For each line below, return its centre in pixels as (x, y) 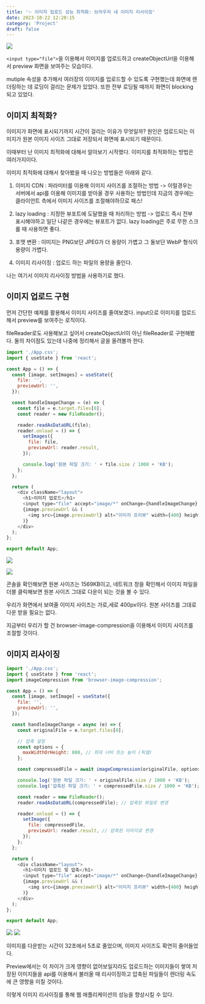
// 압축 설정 (31, 741)
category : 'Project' (33, 23)
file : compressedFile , (57, 825)
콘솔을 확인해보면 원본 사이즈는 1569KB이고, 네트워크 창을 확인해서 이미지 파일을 (102, 584)
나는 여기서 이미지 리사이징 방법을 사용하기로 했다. (66, 276)
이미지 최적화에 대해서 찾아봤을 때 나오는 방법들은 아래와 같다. (80, 173)
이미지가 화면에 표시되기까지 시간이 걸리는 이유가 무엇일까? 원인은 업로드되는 (97, 131)
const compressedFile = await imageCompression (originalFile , (98, 770)
